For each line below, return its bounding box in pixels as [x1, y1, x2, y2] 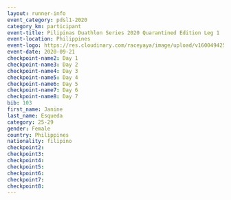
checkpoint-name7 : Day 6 [7, 87, 78, 93]
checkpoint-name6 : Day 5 [7, 80, 78, 87]
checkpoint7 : [7, 176, 45, 183]
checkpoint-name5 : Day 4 [7, 74, 78, 81]
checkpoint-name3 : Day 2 [7, 61, 78, 68]
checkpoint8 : [7, 183, 45, 190]
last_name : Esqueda [7, 112, 63, 119]
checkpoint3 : [7, 151, 45, 158]
